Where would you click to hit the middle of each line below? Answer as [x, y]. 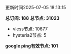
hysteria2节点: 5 [29, 35]
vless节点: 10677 [30, 29]
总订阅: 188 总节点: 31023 [32, 18]
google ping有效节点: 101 [32, 46]
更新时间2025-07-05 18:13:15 [36, 7]
